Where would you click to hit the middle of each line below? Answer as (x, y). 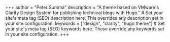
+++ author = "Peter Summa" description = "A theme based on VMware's (82, 7)
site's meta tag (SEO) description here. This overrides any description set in (84, 18)
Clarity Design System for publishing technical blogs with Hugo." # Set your (84, 13)
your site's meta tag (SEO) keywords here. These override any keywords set (85, 29)
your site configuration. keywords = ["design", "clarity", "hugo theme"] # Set (85, 23)
